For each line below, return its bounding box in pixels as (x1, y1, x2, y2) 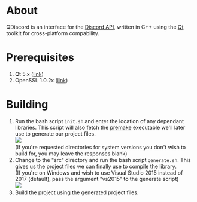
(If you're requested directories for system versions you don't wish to (14, 143, 186, 151)
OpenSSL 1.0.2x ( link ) (14, 76, 68, 84)
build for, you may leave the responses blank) (14, 150, 128, 157)
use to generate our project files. (14, 130, 96, 137)
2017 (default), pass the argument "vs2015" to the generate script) (14, 175, 179, 182)
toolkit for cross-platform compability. (6, 29, 100, 36)
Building (6, 98, 49, 111)
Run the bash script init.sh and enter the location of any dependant (14, 117, 184, 124)
